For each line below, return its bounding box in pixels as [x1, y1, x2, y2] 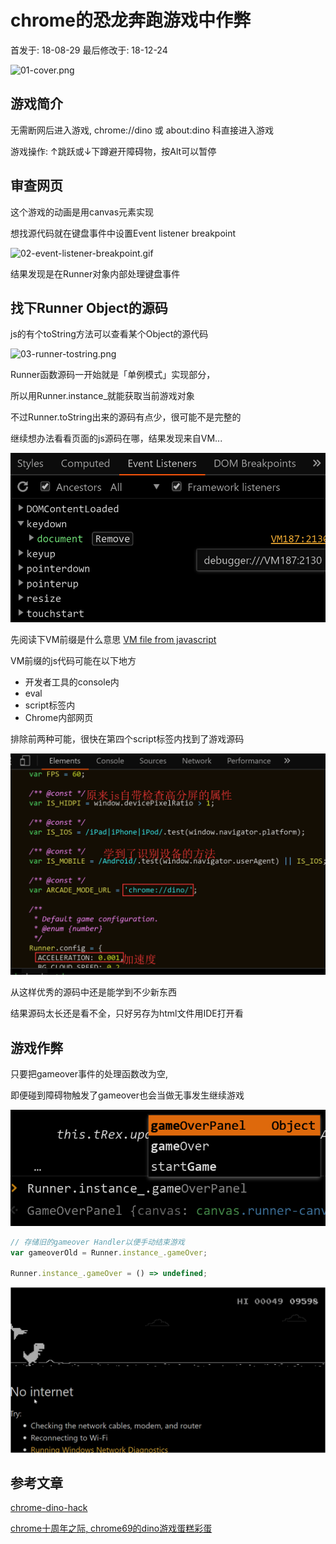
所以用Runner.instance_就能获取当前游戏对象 [10, 390, 195, 402]
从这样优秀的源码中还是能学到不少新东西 [10, 986, 177, 998]
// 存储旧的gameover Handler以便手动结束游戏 [10, 1237, 185, 1247]
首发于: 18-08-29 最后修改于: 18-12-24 [10, 44, 168, 56]
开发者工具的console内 [24, 676, 120, 688]
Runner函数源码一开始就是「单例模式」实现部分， [10, 369, 216, 381]
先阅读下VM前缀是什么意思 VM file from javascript [10, 633, 217, 645]
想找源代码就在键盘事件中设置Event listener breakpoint [10, 227, 237, 239]
